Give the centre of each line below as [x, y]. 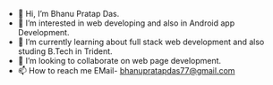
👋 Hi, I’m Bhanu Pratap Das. [68, 14]
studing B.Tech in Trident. [65, 51]
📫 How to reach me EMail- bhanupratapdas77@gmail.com [126, 70]
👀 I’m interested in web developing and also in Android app [126, 23]
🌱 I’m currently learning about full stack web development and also [141, 42]
